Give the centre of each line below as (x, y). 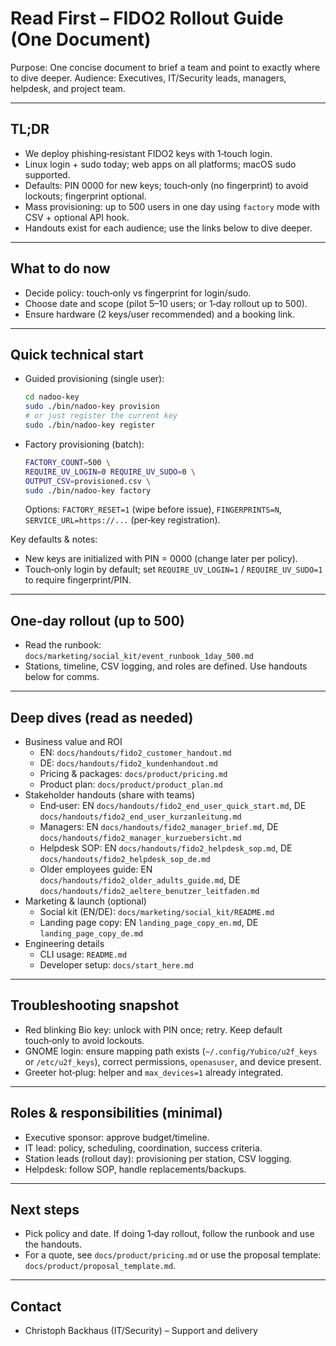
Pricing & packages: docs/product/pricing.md (133, 773)
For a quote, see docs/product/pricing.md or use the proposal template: (173, 1255)
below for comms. (62, 677)
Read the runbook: (63, 645)
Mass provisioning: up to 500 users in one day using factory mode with (172, 206)
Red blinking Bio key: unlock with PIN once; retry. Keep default (153, 1029)
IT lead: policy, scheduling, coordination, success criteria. (143, 1148)
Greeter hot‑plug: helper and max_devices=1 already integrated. (154, 1072)
